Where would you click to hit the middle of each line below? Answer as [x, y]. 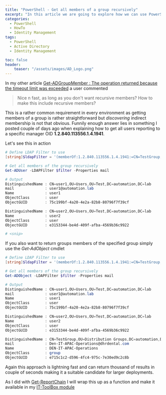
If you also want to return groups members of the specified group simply [79, 243]
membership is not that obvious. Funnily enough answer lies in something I [81, 123]
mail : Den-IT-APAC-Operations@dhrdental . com [67, 344]
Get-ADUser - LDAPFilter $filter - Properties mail [57, 170]
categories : [17, 19]
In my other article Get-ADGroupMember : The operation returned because [81, 83]
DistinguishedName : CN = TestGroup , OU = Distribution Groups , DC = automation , [83, 339]
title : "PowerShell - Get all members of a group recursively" [72, 10]
